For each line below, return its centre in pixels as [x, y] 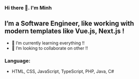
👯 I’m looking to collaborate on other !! [50, 48]
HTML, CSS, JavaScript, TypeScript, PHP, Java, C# [63, 71]
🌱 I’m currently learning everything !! [48, 43]
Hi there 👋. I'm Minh [28, 8]
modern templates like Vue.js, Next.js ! [64, 31]
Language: [17, 60]
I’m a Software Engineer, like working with [69, 24]
